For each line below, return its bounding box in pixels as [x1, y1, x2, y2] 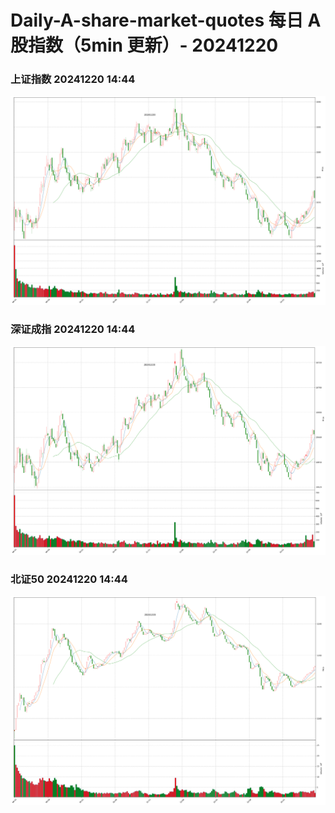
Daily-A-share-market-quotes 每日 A [10, 9, 322, 32]
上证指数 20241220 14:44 [10, 72, 136, 86]
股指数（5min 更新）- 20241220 [10, 34, 279, 57]
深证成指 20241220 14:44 [10, 322, 136, 336]
